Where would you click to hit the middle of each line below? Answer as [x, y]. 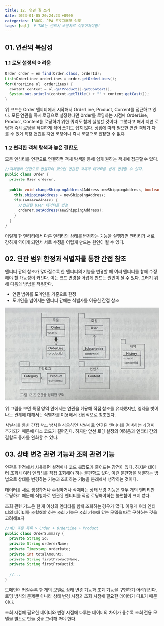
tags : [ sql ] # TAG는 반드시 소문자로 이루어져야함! [52, 26]
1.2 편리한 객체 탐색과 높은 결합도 [41, 148]
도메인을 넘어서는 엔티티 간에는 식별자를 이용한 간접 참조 [66, 300]
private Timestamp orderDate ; [40, 549]
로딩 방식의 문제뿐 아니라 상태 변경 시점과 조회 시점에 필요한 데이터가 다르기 [77, 596]
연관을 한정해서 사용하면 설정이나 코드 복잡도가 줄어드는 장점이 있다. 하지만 [76, 467]
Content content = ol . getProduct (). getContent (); [61, 89]
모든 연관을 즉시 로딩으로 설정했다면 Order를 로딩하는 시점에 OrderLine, [80, 115]
